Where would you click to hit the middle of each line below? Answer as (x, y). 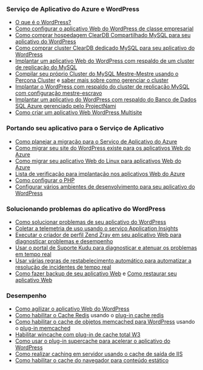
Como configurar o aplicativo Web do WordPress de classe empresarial (104, 29)
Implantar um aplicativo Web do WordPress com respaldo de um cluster (105, 61)
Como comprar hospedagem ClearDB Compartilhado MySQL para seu (103, 35)
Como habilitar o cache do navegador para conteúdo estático (92, 360)
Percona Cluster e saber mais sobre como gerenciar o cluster (92, 80)
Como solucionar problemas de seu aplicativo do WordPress (91, 222)
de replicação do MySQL (46, 67)
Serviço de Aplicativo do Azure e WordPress (73, 9)
